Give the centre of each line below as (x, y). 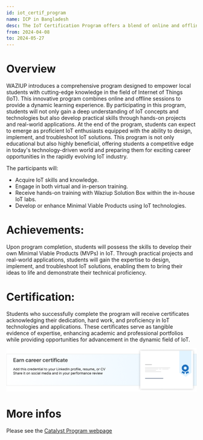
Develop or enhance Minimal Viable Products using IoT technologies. (101, 206)
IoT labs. (26, 199)
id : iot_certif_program (36, 13)
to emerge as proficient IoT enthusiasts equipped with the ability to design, (99, 131)
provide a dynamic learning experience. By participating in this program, (96, 105)
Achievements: (45, 230)
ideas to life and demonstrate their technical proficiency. (76, 273)
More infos (34, 414)
